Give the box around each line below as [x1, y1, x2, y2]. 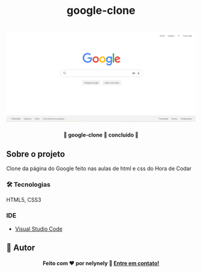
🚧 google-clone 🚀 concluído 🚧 [63, 131, 139, 139]
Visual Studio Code [14, 225, 63, 233]
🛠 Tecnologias [6, 180, 51, 188]
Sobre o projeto [6, 149, 65, 159]
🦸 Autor [6, 242, 35, 252]
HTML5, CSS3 [6, 196, 41, 204]
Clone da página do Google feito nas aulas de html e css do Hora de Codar [6, 165, 192, 172]
